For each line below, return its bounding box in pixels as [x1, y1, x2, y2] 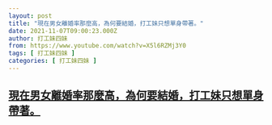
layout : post [8, 11, 53, 20]
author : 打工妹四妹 [8, 34, 68, 43]
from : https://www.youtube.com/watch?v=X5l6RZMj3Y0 [8, 42, 186, 50]
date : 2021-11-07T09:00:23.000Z [8, 27, 117, 35]
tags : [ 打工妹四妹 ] [8, 49, 75, 57]
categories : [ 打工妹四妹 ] [8, 57, 97, 65]
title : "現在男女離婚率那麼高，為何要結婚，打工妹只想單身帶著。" [8, 19, 204, 27]
